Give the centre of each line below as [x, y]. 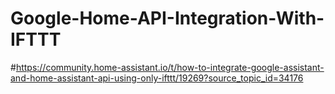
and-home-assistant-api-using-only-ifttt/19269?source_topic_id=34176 [157, 78]
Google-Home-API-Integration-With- [167, 18]
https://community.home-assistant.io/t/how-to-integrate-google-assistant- [170, 67]
